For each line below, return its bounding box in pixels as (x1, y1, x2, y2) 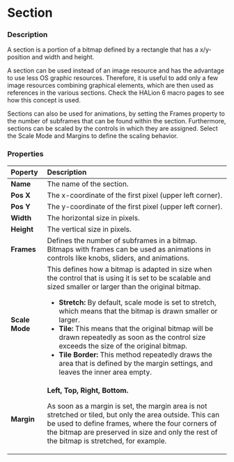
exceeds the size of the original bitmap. (58, 341, 188, 351)
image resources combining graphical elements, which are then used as (7, 82, 214, 90)
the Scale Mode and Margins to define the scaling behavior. (7, 132, 179, 140)
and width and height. (31, 53, 95, 61)
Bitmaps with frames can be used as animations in (47, 244, 211, 254)
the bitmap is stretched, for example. (47, 436, 167, 445)
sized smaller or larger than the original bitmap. (47, 282, 201, 291)
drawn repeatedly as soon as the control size (58, 332, 206, 342)
